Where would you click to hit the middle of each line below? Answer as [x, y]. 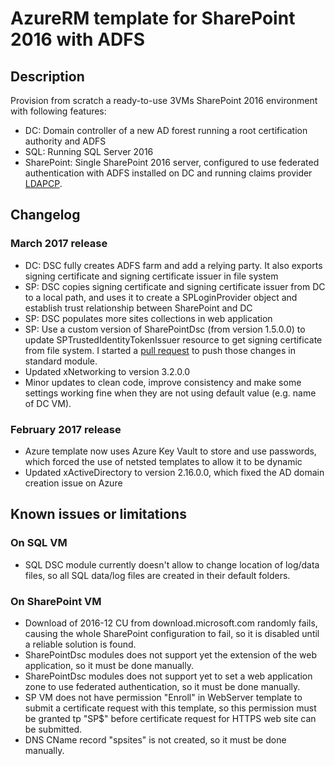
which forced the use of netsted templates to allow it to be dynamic [163, 461]
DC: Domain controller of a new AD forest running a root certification [166, 130]
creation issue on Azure [73, 483]
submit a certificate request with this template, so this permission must [170, 708]
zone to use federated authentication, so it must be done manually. [162, 686]
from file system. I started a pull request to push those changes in [160, 350]
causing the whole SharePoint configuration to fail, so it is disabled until [172, 633]
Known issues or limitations [98, 514]
